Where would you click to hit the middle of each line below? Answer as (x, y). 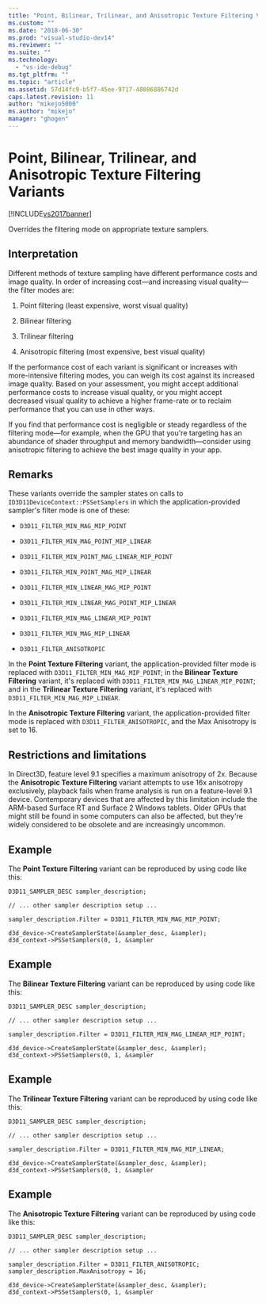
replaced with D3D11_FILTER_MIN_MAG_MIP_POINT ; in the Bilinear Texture (123, 673)
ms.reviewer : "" (35, 45)
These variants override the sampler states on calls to (96, 493)
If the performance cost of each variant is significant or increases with (123, 366)
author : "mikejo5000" (44, 104)
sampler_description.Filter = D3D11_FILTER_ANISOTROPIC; (104, 1264)
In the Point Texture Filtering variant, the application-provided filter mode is (132, 664)
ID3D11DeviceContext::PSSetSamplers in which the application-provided (124, 502)
